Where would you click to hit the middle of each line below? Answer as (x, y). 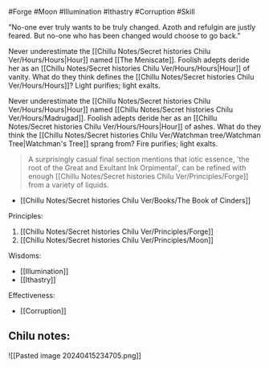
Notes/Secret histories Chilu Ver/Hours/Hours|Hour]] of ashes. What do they (135, 127)
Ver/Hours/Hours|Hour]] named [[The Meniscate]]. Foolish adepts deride (129, 60)
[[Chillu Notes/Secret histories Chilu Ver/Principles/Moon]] (117, 240)
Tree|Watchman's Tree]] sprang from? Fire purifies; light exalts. (113, 143)
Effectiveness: (32, 295)
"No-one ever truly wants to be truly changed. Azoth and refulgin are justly (132, 27)
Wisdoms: (25, 256)
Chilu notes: (39, 336)
